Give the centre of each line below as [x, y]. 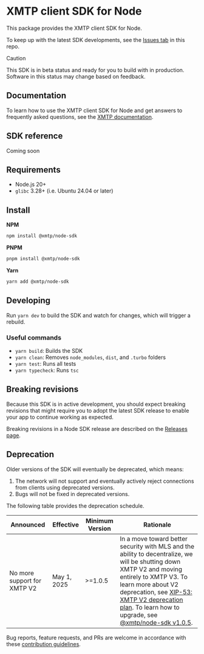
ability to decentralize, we [156, 554]
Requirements [33, 170]
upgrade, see [139, 615]
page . [14, 435]
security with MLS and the [157, 546]
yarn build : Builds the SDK [49, 350]
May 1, [62, 577]
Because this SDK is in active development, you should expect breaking [96, 404]
